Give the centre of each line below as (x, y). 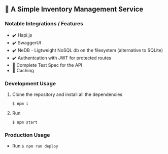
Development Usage (30, 83)
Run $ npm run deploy (35, 146)
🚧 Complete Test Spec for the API (47, 65)
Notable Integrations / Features (44, 24)
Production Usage (27, 135)
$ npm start (25, 122)
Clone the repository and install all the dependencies (67, 94)
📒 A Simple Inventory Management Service (74, 9)
